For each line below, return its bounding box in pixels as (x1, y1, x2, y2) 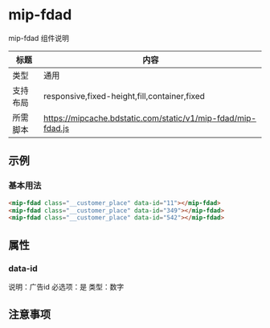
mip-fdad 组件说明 (8, 33, 70, 43)
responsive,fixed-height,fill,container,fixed (43, 90, 205, 101)
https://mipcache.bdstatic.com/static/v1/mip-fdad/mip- (43, 113, 257, 124)
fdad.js (43, 122, 70, 133)
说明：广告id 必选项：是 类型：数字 (8, 281, 125, 291)
